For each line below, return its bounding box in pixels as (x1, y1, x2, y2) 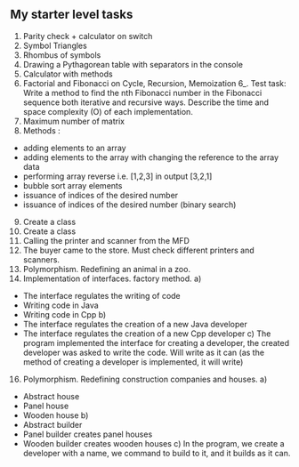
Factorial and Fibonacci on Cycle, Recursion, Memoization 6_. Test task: (22, 77, 287, 88)
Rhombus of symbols (22, 49, 101, 60)
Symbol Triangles (22, 40, 87, 51)
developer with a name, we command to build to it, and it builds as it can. (22, 447, 291, 458)
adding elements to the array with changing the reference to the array (22, 151, 279, 163)
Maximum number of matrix (22, 116, 125, 126)
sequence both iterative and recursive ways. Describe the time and (22, 97, 270, 108)
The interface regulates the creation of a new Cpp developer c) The (22, 328, 271, 339)
